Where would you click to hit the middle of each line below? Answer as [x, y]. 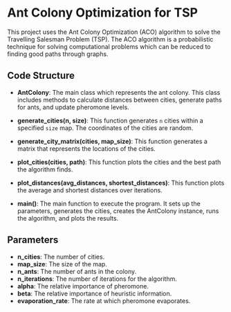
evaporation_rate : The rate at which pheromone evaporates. [104, 301]
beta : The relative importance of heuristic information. [94, 293]
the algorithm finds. [45, 169]
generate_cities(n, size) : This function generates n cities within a [110, 120]
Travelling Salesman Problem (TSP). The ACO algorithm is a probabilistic [110, 39]
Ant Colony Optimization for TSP [103, 13]
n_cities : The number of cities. [61, 257]
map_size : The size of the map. [62, 264]
